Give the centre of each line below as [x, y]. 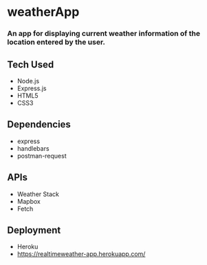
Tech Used [31, 64]
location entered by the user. [56, 42]
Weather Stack [38, 194]
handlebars [33, 148]
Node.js [28, 81]
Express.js [32, 88]
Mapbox [29, 201]
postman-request [42, 156]
